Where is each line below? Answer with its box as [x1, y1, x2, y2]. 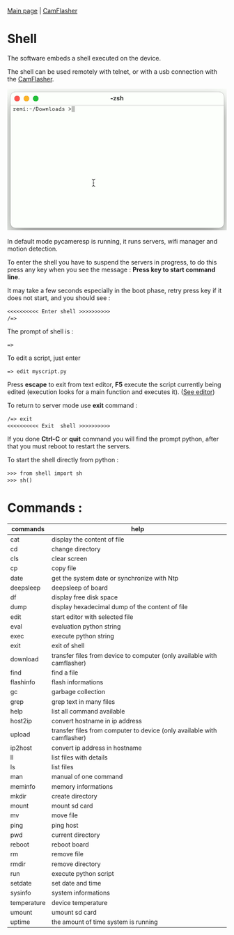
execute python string [51, 632, 115, 641]
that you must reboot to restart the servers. [7, 442, 131, 450]
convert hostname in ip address [51, 717, 142, 725]
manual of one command [51, 773, 123, 781]
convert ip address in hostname [51, 744, 142, 752]
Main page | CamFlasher [7, 7, 78, 15]
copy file [51, 564, 77, 572]
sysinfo [10, 888, 31, 897]
